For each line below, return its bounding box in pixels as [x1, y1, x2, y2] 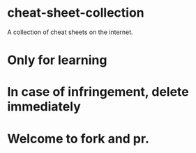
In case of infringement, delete [7, 84, 190, 100]
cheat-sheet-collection [7, 5, 144, 21]
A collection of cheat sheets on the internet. [7, 28, 134, 36]
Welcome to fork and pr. [7, 131, 150, 147]
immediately [7, 99, 82, 115]
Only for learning [7, 52, 107, 68]
